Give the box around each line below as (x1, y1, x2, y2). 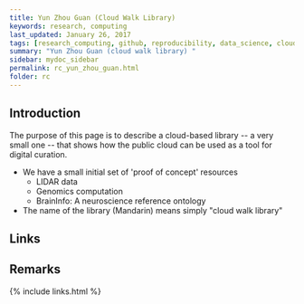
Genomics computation (35, 185, 124, 196)
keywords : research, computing (9, 22, 128, 31)
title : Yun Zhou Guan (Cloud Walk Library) (9, 13, 176, 23)
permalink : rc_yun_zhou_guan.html (9, 64, 140, 73)
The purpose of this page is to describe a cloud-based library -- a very (9, 129, 274, 140)
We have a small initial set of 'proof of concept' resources (22, 166, 238, 177)
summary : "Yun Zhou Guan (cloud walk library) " (9, 47, 196, 56)
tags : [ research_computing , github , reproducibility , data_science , (9, 38, 273, 48)
